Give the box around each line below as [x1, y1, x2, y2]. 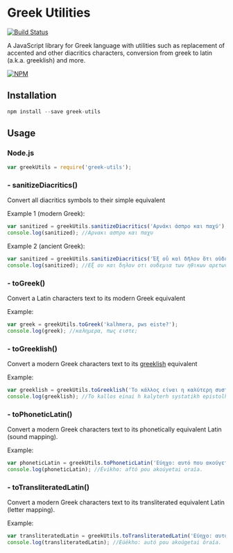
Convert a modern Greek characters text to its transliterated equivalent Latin [7, 498, 225, 506]
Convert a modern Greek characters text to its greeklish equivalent [7, 360, 198, 368]
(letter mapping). [7, 506, 55, 514]
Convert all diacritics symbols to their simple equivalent [7, 196, 166, 204]
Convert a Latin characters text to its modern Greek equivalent [7, 294, 186, 303]
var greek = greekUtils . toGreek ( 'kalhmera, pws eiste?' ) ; [7, 321, 178, 328]
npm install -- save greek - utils [7, 108, 101, 115]
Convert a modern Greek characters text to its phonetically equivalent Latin [7, 425, 222, 434]
